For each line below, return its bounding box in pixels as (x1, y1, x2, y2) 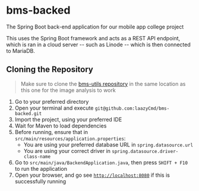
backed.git (14, 110, 42, 116)
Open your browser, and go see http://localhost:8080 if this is (14, 171, 170, 179)
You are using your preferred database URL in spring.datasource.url (23, 141, 194, 148)
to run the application (14, 165, 67, 172)
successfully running (14, 177, 67, 184)
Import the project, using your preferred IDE (14, 116, 122, 123)
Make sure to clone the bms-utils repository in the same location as (20, 80, 186, 87)
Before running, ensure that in (14, 128, 88, 135)
